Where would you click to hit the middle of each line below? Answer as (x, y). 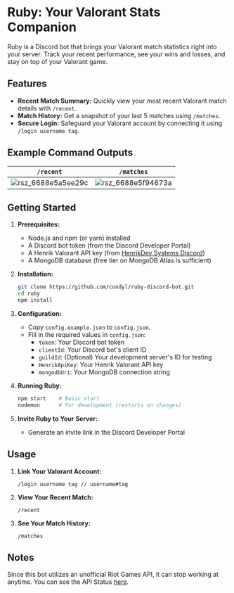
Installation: (35, 274)
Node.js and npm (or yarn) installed (79, 238)
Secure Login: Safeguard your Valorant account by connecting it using (120, 123)
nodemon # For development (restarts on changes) (99, 405)
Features (27, 84)
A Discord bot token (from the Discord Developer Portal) (109, 246)
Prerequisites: (39, 224)
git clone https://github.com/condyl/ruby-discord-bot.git (106, 287)
